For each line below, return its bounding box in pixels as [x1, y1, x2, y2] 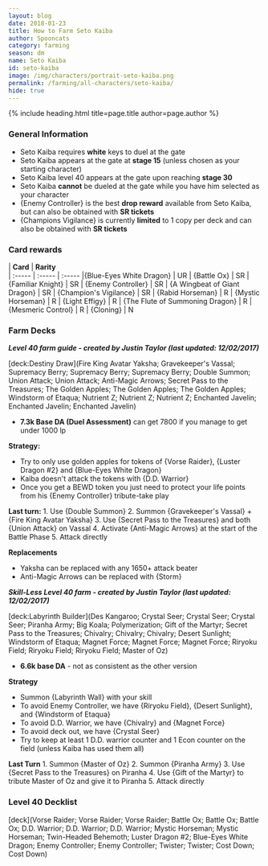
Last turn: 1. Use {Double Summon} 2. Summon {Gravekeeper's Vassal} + [8, 507, 253, 516]
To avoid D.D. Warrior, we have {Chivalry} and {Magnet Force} [19, 718, 225, 728]
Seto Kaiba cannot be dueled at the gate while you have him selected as [19, 181, 260, 191]
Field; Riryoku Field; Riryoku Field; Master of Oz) [8, 646, 169, 655]
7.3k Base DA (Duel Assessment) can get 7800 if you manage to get [19, 417, 248, 427]
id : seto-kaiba [8, 64, 59, 72]
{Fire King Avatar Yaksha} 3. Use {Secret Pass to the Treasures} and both [8, 515, 251, 525]
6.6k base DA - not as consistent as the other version [19, 661, 197, 671]
